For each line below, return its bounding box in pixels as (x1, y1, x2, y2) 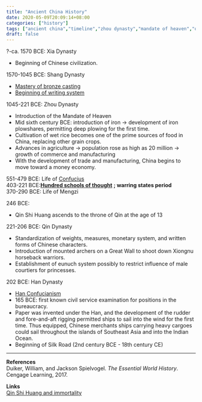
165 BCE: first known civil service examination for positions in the (14, 296, 177, 304)
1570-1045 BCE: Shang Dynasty (6, 71, 85, 78)
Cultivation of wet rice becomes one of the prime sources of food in (14, 132, 183, 139)
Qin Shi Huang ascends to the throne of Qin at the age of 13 (14, 211, 163, 218)
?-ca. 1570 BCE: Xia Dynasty (6, 48, 77, 55)
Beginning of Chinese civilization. (14, 60, 98, 67)
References (6, 359, 36, 366)
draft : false (6, 31, 39, 37)
